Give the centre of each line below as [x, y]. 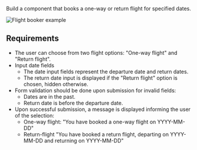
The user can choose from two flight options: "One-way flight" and [96, 53]
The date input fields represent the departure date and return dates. [106, 71]
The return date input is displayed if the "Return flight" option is [101, 78]
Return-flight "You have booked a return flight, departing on [96, 134]
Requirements [32, 39]
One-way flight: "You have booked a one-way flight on [90, 122]
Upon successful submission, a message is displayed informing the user [102, 109]
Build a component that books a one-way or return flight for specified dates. [99, 9]
